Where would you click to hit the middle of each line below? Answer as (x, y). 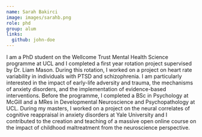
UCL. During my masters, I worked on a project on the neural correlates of (98, 108)
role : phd (19, 23)
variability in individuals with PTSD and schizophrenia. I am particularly (94, 76)
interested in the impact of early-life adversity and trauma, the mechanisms (100, 83)
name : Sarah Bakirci (32, 12)
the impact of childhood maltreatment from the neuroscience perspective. (98, 128)
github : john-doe (33, 40)
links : (14, 34)
